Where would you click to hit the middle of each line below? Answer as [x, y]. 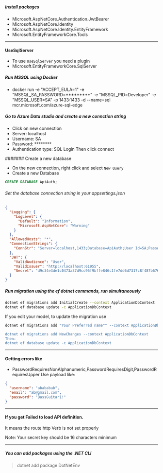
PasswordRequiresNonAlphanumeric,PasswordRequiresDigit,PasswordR [84, 369]
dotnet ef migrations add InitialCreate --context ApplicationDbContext [80, 303]
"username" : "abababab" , [34, 388]
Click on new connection [37, 128]
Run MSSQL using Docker [32, 77]
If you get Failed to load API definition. [44, 417]
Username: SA [26, 139]
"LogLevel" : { [28, 216]
